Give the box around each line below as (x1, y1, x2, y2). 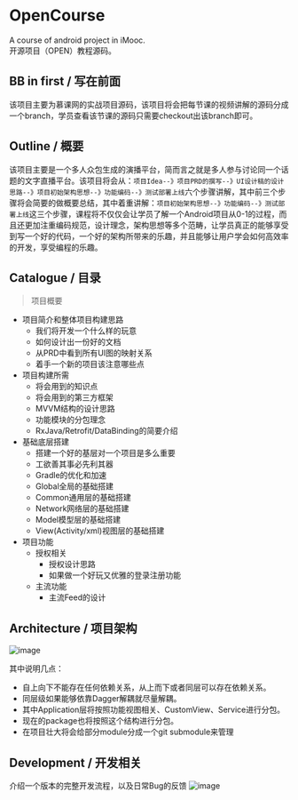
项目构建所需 (21, 370, 69, 380)
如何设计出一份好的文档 (35, 337, 122, 348)
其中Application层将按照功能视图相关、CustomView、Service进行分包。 (21, 704, 286, 716)
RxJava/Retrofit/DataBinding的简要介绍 (35, 426, 178, 436)
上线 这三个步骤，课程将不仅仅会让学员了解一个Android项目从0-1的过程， (15, 208, 279, 219)
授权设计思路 (48, 559, 96, 570)
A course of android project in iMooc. (9, 35, 146, 45)
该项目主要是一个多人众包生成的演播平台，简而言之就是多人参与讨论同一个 (9, 164, 281, 174)
